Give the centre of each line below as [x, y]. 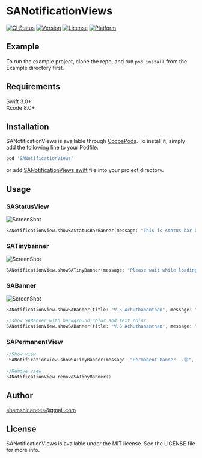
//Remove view [24, 371]
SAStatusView [28, 206]
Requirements [33, 87]
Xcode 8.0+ [21, 107]
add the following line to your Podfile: [53, 148]
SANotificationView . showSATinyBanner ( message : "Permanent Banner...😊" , [101, 360]
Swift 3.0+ [19, 101]
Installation [28, 126]
